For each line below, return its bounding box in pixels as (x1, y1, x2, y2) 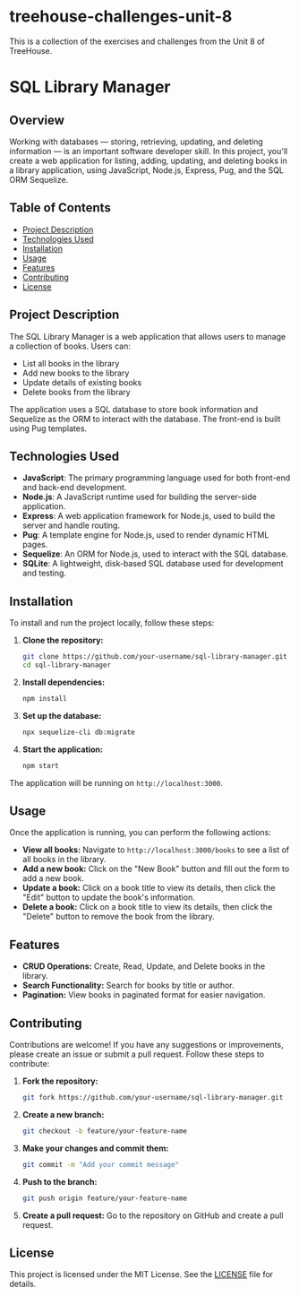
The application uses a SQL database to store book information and (9, 403, 259, 414)
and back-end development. (21, 482, 127, 493)
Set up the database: (21, 710, 102, 721)
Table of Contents (9, 200, 112, 216)
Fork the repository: (21, 1076, 98, 1086)
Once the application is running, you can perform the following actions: (9, 827, 271, 838)
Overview (9, 112, 65, 127)
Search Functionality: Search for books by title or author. (21, 980, 235, 991)
